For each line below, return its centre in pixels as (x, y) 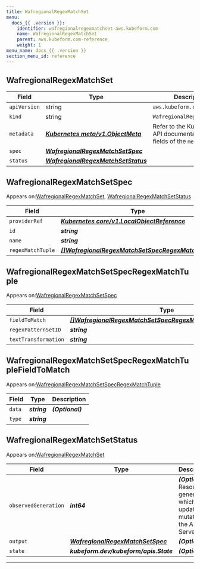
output (18, 541)
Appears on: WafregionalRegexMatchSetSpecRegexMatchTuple (83, 384)
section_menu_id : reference (41, 56)
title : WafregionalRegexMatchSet (48, 12)
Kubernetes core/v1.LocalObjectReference (123, 222)
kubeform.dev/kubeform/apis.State (121, 551)
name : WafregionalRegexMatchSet (57, 34)
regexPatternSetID (35, 330)
